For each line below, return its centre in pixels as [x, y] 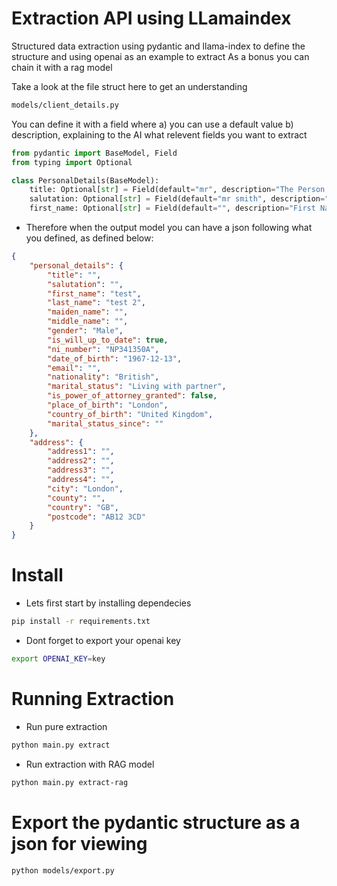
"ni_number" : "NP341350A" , [103, 349]
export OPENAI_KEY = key [58, 659]
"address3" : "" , [81, 470]
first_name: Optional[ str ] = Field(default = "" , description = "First [172, 208]
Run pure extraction [66, 726]
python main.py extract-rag [70, 782]
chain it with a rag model [62, 67]
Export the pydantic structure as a [156, 822]
